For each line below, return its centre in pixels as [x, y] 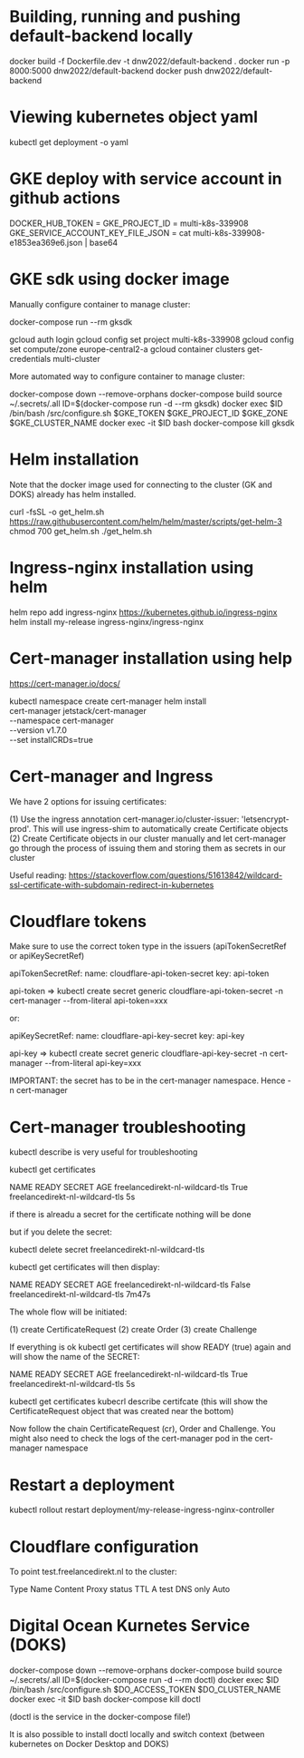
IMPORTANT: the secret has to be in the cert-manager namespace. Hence [147, 1080]
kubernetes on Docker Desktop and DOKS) [89, 1744]
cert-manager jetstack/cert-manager [78, 710]
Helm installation [74, 459]
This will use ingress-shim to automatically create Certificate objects [161, 828]
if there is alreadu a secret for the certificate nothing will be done [130, 1215]
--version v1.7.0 [38, 730]
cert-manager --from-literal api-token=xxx [89, 1001]
